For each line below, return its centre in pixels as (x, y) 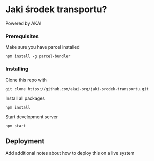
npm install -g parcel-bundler (38, 56)
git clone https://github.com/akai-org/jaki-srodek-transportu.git (77, 89)
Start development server (32, 117)
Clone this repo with (26, 80)
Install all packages (25, 98)
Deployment (25, 141)
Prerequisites (22, 36)
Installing (17, 69)
